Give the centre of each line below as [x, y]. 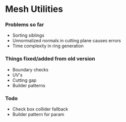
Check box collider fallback [40, 109]
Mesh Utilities [34, 9]
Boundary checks [30, 69]
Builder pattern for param [38, 115]
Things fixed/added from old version [50, 59]
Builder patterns [29, 85]
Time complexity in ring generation [48, 46]
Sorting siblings [28, 35]
